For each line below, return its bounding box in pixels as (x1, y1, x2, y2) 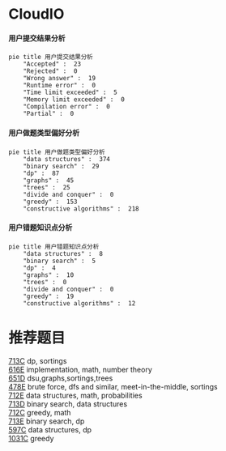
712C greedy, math (8, 407, 71, 417)
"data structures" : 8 (23, 249, 104, 257)
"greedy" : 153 (23, 198, 79, 206)
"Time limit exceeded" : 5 (23, 88, 117, 97)
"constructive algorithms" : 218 (23, 204, 139, 213)
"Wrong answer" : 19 (23, 74, 96, 83)
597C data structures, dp (8, 424, 92, 434)
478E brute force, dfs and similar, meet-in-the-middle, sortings (8, 381, 218, 391)
